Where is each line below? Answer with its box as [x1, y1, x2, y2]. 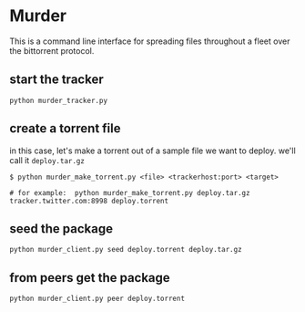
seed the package [9, 221, 114, 236]
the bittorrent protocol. [9, 45, 95, 56]
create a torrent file [9, 120, 121, 137]
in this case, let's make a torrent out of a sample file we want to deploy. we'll [9, 145, 296, 156]
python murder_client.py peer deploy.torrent [9, 294, 185, 304]
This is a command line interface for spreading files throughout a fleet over [9, 36, 290, 47]
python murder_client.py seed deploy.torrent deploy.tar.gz [9, 245, 243, 255]
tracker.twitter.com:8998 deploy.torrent [9, 196, 169, 205]
